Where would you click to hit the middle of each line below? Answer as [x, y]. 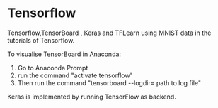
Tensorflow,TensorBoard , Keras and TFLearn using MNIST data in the [109, 33]
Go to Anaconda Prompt [53, 67]
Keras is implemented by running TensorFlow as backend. [92, 97]
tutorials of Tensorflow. [41, 40]
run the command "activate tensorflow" [75, 75]
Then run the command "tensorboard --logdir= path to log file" [109, 82]
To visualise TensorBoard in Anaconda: [64, 54]
